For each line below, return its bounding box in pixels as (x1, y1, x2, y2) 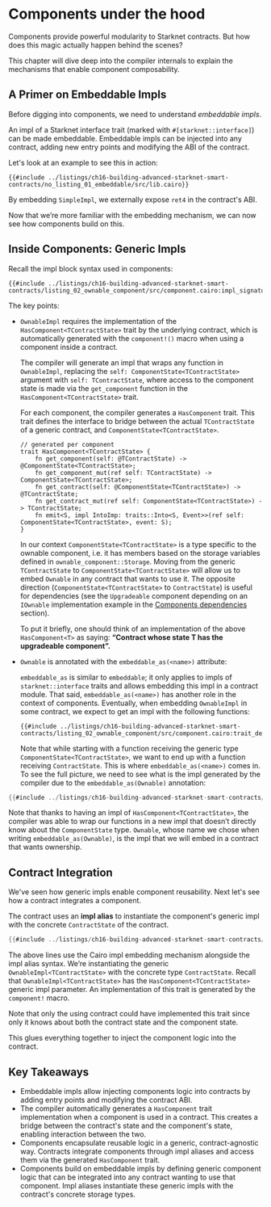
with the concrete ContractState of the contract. (8, 920, 169, 930)
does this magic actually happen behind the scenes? (8, 40, 183, 49)
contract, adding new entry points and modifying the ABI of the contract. (8, 142, 250, 152)
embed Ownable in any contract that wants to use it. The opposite (19, 574, 236, 583)
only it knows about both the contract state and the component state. (8, 1017, 239, 1027)
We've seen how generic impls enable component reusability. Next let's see (8, 887, 261, 897)
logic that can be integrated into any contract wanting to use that (19, 1172, 236, 1182)
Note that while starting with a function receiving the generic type (19, 743, 240, 753)
